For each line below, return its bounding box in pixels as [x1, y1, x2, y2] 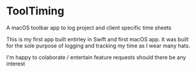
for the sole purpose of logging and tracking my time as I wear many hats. [6, 42, 191, 49]
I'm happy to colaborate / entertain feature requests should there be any [6, 53, 186, 61]
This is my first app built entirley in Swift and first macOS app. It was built [6, 35, 189, 43]
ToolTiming [6, 4, 65, 18]
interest [6, 60, 25, 67]
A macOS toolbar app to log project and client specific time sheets [6, 24, 172, 31]
